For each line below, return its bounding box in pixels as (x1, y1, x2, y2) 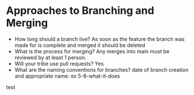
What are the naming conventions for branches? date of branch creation (14, 66, 189, 73)
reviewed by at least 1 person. (14, 54, 86, 61)
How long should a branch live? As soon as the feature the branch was (14, 35, 185, 42)
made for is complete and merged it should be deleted (14, 42, 145, 49)
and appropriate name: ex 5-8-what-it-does (14, 72, 120, 79)
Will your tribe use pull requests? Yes (14, 60, 104, 67)
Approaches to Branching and (6, 4, 155, 17)
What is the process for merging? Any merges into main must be (14, 47, 169, 54)
